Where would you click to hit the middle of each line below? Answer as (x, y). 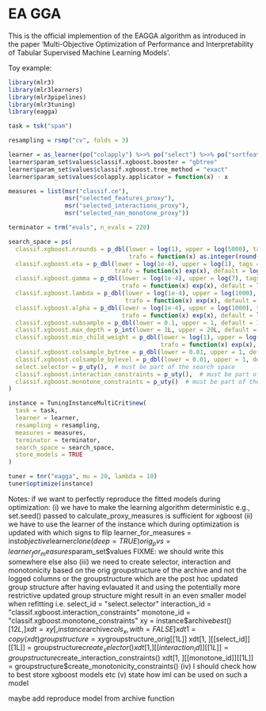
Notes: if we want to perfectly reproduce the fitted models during (114, 499)
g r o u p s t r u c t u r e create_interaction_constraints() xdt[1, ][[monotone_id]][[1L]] (131, 658)
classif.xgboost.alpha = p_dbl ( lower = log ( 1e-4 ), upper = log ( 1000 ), (134, 308)
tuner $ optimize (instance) (51, 484)
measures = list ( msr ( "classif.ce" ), (68, 191)
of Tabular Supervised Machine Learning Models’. (89, 52)
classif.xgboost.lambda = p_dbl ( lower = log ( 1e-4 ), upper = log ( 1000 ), (136, 294)
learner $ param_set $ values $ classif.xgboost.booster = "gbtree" (113, 162)
